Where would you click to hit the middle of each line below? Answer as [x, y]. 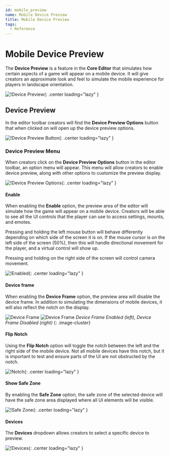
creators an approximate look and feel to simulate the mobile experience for [85, 79]
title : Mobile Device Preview [37, 19]
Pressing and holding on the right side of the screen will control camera [80, 258]
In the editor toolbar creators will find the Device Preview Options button [82, 122]
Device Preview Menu [33, 151]
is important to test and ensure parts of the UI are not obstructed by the [80, 356]
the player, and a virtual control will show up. [52, 248]
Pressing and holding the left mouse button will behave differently [74, 232]
